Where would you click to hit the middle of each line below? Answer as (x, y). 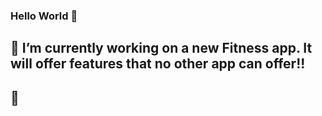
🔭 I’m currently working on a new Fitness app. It (161, 48)
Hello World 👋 (44, 16)
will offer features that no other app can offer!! (158, 64)
